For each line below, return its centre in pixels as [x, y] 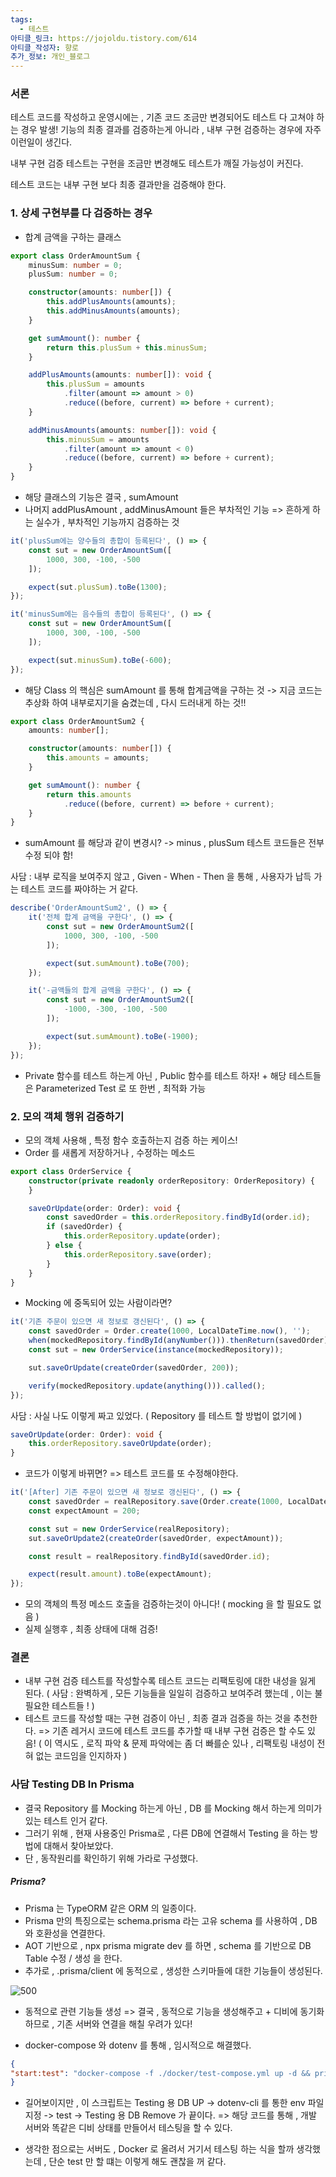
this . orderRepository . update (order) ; [142, 1236]
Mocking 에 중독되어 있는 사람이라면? [98, 1303]
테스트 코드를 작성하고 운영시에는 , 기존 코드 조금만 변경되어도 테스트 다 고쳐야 [162, 117]
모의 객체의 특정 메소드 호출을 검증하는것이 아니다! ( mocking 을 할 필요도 [168, 1604]
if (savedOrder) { [84, 1227]
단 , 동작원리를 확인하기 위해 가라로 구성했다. [111, 1858]
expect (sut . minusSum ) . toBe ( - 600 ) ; [100, 660]
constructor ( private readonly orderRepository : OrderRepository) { [171, 1181]
